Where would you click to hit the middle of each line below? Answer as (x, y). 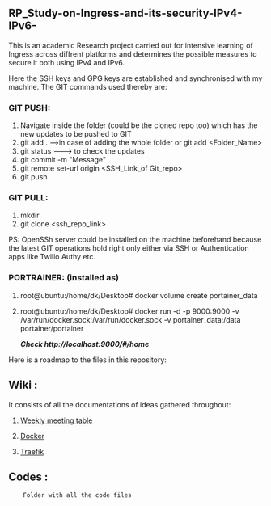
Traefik (32, 451)
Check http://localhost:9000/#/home (85, 344)
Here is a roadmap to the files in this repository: (88, 360)
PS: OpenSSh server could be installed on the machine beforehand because (135, 240)
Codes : (28, 476)
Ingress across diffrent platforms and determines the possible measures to (133, 54)
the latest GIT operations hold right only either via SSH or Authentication (129, 248)
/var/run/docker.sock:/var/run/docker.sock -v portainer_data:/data (130, 319)
